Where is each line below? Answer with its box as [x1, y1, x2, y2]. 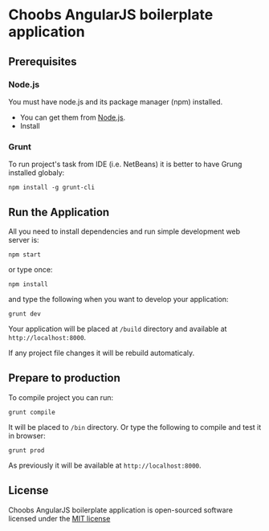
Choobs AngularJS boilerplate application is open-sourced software [8, 504, 233, 515]
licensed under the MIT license [8, 513, 111, 523]
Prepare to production [8, 371, 120, 385]
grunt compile [8, 408, 56, 416]
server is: [8, 235, 39, 244]
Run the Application [8, 205, 110, 219]
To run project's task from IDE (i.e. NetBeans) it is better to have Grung [8, 159, 243, 170]
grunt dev [8, 309, 42, 318]
